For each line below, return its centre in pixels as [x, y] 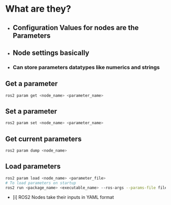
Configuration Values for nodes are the [76, 28]
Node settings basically [51, 53]
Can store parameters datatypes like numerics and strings [86, 67]
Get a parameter [32, 84]
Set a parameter [31, 111]
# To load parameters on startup [41, 183]
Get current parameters [44, 139]
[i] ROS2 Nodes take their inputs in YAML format [63, 197]
